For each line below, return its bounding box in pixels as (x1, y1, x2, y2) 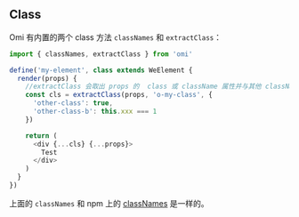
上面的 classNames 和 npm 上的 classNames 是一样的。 (9, 197, 209, 208)
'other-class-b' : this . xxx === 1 (32, 107, 158, 117)
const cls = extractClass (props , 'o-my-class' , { (25, 91, 214, 100)
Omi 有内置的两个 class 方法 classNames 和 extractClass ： (9, 31, 222, 43)
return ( (25, 131, 58, 141)
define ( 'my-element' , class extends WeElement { (9, 66, 193, 75)
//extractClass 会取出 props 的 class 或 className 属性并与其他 (25, 82, 262, 92)
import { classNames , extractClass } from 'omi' (9, 49, 193, 59)
